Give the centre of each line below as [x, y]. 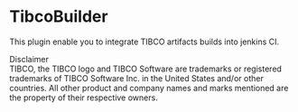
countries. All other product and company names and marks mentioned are [149, 88]
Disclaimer [29, 59]
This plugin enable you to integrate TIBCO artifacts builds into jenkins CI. [144, 42]
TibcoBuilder [59, 17]
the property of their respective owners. [84, 98]
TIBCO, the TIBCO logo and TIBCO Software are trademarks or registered [146, 69]
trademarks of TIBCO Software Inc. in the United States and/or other [136, 78]
